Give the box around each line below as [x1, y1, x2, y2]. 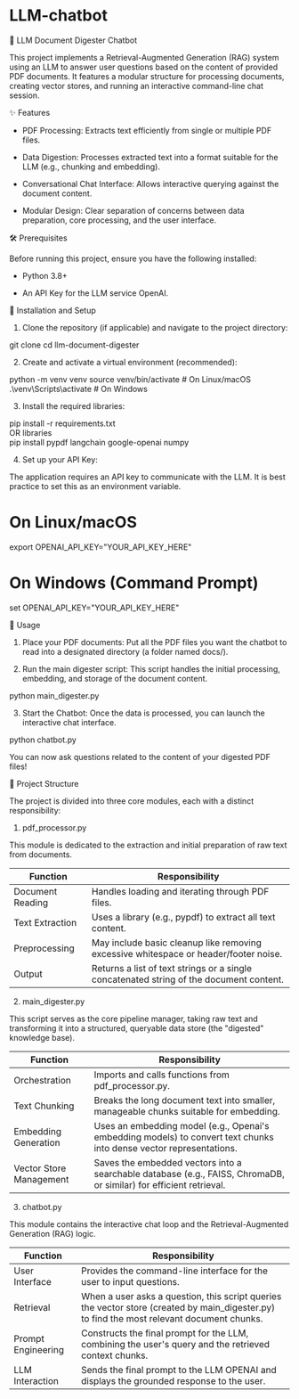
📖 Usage [9, 619, 41, 630]
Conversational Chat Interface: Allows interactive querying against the [21, 178, 279, 189]
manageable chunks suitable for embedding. [93, 1105, 280, 1117]
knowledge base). [9, 1032, 76, 1043]
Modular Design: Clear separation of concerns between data [21, 205, 245, 216]
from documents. [9, 848, 73, 860]
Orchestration [13, 1074, 71, 1086]
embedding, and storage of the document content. [21, 673, 208, 683]
